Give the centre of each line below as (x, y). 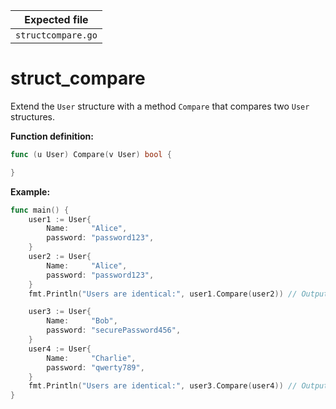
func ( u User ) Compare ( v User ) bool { (91, 154)
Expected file (56, 19)
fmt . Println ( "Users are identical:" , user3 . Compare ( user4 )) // (163, 386)
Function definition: (52, 136)
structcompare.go (56, 35)
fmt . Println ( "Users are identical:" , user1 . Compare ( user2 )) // (163, 294)
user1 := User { (60, 219)
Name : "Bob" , (82, 321)
